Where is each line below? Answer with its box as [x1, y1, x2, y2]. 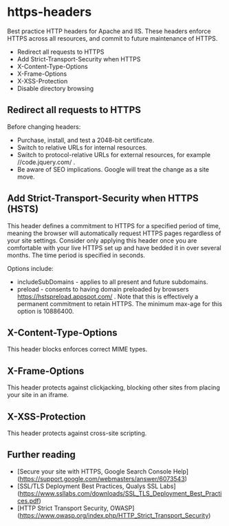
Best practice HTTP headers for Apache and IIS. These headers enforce [7, 27, 211, 35]
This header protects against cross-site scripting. [7, 429, 147, 437]
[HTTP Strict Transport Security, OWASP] [17, 504, 135, 512]
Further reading [7, 449, 76, 461]
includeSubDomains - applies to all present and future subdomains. [17, 277, 208, 286]
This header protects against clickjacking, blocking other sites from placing [7, 383, 220, 392]
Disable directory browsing [17, 84, 94, 92]
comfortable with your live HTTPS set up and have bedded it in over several [7, 243, 221, 252]
